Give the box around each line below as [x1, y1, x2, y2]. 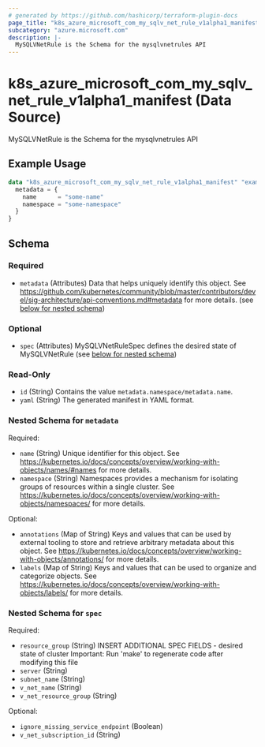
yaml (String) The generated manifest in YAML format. [19, 395, 195, 405]
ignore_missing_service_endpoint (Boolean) [19, 722, 163, 730]
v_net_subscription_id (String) [19, 730, 121, 739]
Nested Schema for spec [8, 607, 103, 618]
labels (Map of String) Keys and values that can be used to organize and [19, 562, 257, 572]
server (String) [19, 666, 69, 675]
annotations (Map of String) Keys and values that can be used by [19, 529, 232, 539]
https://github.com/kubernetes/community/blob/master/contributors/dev [19, 286, 256, 296]
